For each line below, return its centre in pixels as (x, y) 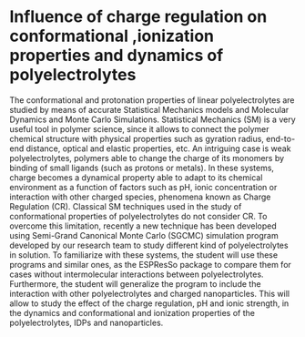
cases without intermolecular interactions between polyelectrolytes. (137, 274)
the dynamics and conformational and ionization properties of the (132, 312)
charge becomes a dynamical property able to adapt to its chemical (136, 177)
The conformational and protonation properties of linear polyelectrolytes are (152, 100)
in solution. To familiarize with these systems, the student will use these (144, 255)
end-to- (280, 138)
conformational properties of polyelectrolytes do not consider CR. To (138, 216)
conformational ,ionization (112, 36)
